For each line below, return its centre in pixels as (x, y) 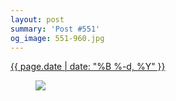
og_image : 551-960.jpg (57, 38)
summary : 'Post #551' (55, 29)
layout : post (37, 19)
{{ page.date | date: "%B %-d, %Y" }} (88, 67)
